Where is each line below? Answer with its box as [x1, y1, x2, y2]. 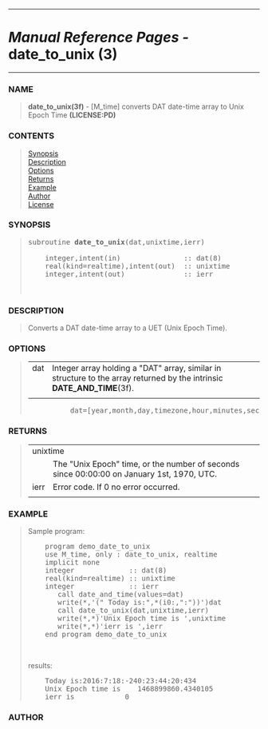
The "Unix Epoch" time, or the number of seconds [53, 458, 240, 469]
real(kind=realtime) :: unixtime [45, 574, 175, 584]
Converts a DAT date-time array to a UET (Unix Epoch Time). [27, 323, 227, 333]
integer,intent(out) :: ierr [45, 269, 214, 278]
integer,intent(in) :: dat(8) [45, 253, 222, 262]
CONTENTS [8, 130, 55, 141]
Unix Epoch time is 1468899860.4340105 [45, 684, 214, 694]
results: [27, 661, 53, 671]
